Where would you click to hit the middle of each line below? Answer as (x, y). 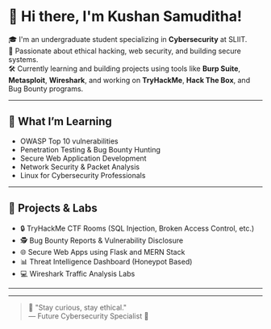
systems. (23, 59)
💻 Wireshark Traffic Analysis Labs (77, 273)
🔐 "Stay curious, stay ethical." (77, 307)
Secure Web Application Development (83, 158)
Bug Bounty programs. (46, 89)
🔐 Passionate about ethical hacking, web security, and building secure (125, 51)
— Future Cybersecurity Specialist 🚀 (88, 316)
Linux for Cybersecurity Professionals (83, 175)
